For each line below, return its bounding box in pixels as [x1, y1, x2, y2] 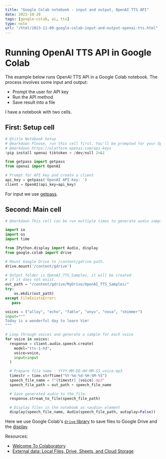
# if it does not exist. [5, 277, 56, 283]
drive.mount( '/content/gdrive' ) [5, 264, 72, 269]
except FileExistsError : [5, 295, 56, 300]
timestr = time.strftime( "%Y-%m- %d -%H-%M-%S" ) [9, 373, 107, 378]
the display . [5, 424, 29, 430]
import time [5, 236, 30, 242]
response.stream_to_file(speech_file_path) [9, 396, 100, 401]
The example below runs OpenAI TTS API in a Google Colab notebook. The [5, 74, 158, 80]
